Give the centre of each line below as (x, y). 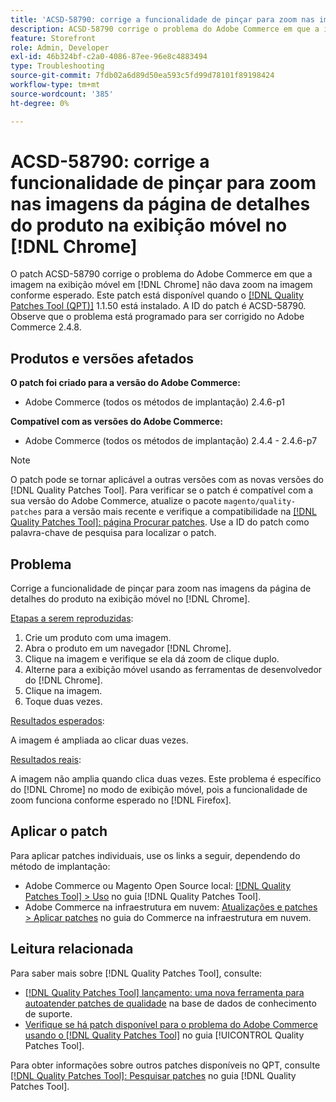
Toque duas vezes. (63, 702)
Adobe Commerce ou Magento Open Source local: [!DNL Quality (158, 885)
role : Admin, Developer (60, 47)
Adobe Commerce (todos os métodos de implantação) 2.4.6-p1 (155, 402)
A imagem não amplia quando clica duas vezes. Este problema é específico (166, 779)
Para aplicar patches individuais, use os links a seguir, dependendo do (155, 855)
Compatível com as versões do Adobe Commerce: (116, 422)
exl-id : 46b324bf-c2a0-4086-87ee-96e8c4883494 (109, 57)
